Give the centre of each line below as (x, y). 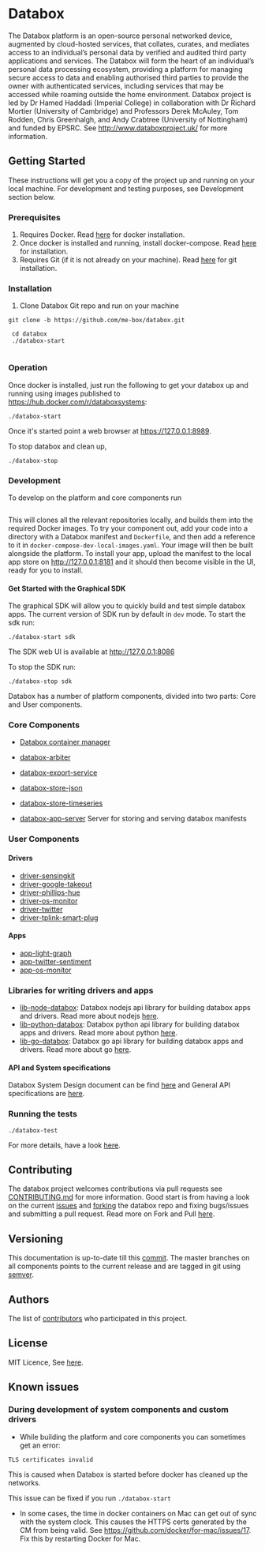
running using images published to (64, 393)
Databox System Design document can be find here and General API (119, 1085)
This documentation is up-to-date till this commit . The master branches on (129, 1258)
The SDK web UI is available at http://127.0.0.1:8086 (91, 652)
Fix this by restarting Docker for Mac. (80, 1538)
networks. (24, 1482)
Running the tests (43, 1114)
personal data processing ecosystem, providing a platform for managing (125, 69)
